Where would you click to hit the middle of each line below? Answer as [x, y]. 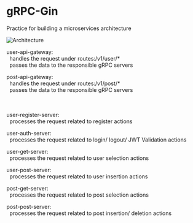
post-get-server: [27, 188]
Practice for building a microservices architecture [69, 28]
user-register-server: [33, 115]
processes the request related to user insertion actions [78, 176]
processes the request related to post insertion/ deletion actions [90, 213]
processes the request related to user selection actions [79, 158]
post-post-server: [29, 206]
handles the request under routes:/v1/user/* [65, 58]
